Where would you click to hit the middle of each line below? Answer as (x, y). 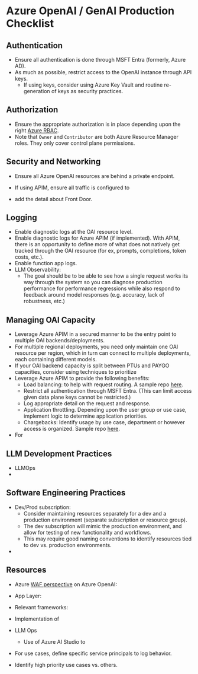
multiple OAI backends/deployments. (60, 341)
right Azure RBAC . (37, 130)
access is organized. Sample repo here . (72, 429)
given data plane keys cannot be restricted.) (77, 397)
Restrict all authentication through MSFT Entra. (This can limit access (108, 391)
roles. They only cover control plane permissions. (75, 143)
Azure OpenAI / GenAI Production (90, 11)
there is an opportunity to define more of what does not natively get (97, 244)
